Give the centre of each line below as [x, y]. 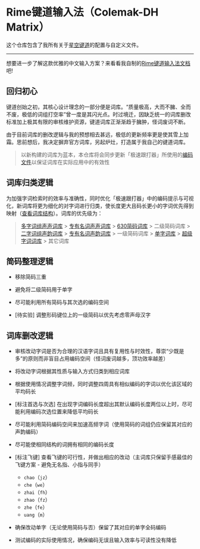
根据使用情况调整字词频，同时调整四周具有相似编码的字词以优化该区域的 [103, 384]
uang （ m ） [36, 515]
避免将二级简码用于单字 [43, 290]
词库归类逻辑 [30, 183]
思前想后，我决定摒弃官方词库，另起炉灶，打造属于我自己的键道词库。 [102, 142]
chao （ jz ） [37, 477]
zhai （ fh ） [37, 492]
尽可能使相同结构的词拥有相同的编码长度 [64, 444]
